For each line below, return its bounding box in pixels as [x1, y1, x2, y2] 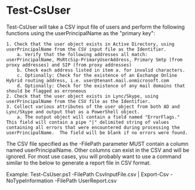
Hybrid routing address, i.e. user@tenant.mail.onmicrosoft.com [6, 77, 169, 83]
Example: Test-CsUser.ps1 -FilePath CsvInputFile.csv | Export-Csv [6, 170, 169, 177]
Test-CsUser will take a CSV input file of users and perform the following [6, 23, 185, 30]
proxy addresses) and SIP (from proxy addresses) [6, 62, 132, 68]
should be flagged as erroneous [6, 88, 86, 94]
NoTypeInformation [6, 177, 54, 184]
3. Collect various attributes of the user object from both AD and [6, 104, 180, 110]
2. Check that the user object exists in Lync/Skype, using [6, 93, 159, 99]
